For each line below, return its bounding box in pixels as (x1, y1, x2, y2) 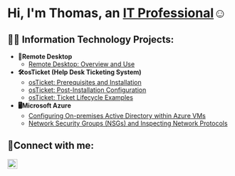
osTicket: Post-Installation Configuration (28, 86, 147, 94)
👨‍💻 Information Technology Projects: (7, 33, 174, 46)
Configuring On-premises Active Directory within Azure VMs (28, 112, 207, 120)
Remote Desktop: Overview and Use (28, 60, 135, 68)
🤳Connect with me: (7, 140, 94, 152)
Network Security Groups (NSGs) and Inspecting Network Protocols (28, 119, 228, 128)
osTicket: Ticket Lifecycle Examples (28, 93, 134, 101)
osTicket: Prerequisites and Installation (28, 78, 142, 86)
